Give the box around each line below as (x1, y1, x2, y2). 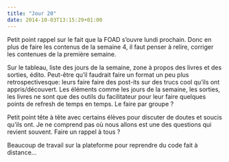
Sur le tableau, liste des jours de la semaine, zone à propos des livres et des (7, 63, 222, 71)
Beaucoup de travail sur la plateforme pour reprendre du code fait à (7, 141, 198, 149)
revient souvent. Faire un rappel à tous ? (7, 128, 121, 136)
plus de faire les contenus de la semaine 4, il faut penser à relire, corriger (7, 43, 214, 51)
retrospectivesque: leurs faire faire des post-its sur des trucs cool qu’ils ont (7, 78, 220, 86)
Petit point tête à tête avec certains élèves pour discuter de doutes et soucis (7, 113, 223, 121)
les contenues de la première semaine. (7, 49, 117, 58)
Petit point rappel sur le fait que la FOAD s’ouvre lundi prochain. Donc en (7, 35, 212, 43)
